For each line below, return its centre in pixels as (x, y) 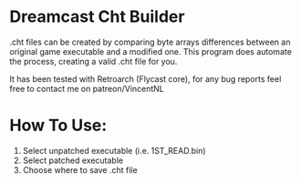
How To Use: (58, 126)
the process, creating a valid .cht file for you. (93, 61)
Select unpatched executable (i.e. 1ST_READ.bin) (114, 150)
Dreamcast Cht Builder (97, 17)
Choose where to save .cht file (80, 169)
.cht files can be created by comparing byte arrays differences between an (150, 42)
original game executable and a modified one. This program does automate (150, 51)
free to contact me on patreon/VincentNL (87, 88)
